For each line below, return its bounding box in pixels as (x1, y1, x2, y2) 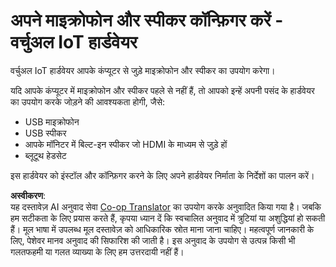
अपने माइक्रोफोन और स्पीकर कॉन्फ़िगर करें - (10, 9, 284, 32)
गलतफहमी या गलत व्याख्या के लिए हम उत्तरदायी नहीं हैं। (10, 245, 185, 258)
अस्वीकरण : (10, 189, 47, 201)
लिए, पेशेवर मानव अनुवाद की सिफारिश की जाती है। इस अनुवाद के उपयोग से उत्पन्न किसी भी (10, 234, 296, 246)
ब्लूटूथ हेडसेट (24, 149, 67, 161)
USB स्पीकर (24, 127, 67, 139)
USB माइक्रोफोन (24, 115, 80, 128)
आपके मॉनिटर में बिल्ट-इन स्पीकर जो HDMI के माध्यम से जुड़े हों (24, 138, 228, 150)
